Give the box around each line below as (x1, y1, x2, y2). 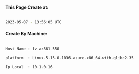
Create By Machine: (5, 30, 48, 36)
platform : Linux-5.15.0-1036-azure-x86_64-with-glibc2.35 (5, 56, 134, 61)
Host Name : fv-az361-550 (5, 46, 59, 52)
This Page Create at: (5, 4, 49, 10)
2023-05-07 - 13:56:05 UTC (5, 20, 62, 25)
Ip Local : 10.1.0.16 (5, 65, 53, 70)
